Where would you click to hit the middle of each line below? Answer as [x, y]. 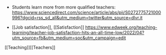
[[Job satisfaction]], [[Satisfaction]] [48, 27]
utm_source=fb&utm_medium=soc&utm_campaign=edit [69, 38]
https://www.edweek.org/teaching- [121, 27]
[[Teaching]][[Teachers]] [30, 47]
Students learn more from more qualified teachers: [64, 7]
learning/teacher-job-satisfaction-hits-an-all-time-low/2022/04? [78, 32]
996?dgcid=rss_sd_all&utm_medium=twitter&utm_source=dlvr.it [77, 18]
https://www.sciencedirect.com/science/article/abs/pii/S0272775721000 [86, 12]
